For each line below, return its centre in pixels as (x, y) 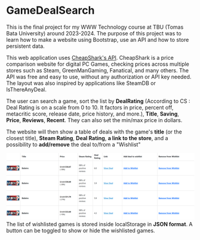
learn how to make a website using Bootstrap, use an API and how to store (98, 40)
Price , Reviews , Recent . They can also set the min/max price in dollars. (94, 120)
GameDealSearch (50, 10)
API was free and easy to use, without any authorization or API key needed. (99, 77)
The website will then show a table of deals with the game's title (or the (94, 132)
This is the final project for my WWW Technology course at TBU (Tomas (95, 27)
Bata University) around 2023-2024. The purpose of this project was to (94, 33)
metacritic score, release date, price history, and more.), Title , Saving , (93, 114)
